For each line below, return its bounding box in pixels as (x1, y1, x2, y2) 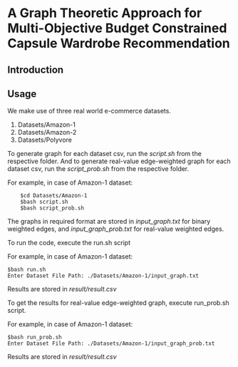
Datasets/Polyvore (17, 135, 73, 144)
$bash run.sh (7, 266, 46, 274)
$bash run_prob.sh (7, 334, 62, 341)
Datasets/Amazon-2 (17, 128, 77, 137)
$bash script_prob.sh (20, 205, 84, 212)
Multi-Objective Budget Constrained (7, 20, 227, 36)
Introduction (7, 63, 64, 76)
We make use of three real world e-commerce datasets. (7, 107, 171, 115)
